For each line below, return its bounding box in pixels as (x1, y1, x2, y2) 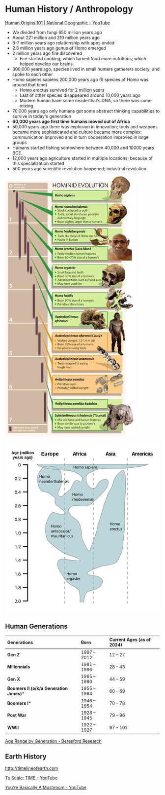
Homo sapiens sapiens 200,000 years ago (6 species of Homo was (12, 76, 149, 82)
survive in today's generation (12, 113, 71, 119)
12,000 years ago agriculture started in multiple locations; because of (12, 155, 153, 161)
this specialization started (12, 160, 65, 166)
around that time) (12, 81, 48, 87)
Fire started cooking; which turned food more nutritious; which (19, 55, 146, 61)
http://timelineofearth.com (5, 765, 58, 771)
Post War (7, 712, 27, 719)
